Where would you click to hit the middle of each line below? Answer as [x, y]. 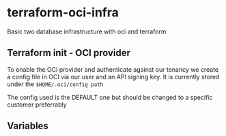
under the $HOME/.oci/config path [55, 84]
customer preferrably [37, 105]
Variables [28, 126]
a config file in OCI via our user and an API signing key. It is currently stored [113, 77]
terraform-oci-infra [63, 13]
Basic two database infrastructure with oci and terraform [87, 31]
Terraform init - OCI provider [69, 53]
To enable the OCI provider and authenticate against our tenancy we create [113, 69]
